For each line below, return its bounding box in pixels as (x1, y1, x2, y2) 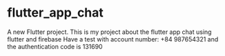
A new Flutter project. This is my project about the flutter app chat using (7, 28, 212, 36)
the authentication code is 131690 (7, 42, 103, 50)
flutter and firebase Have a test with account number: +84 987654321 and (7, 35, 219, 43)
